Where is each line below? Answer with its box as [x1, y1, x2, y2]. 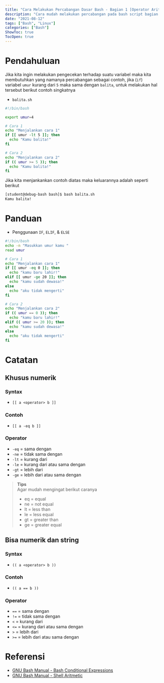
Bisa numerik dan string [5, 536, 79, 544]
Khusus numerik [5, 374, 57, 382]
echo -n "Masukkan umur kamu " [5, 243, 69, 248]
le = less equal [24, 511, 54, 517]
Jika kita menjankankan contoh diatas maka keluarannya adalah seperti [5, 178, 148, 183]
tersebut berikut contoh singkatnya [5, 87, 76, 93]
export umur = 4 [5, 115, 34, 120]
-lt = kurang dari [12, 456, 47, 462]
